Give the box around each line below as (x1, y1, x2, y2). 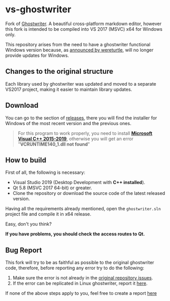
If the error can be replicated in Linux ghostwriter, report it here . (12, 280, 147, 287)
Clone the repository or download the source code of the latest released (12, 190, 165, 196)
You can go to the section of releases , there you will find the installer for (5, 114, 157, 121)
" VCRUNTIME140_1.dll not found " (17, 141, 90, 147)
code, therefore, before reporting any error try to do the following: (5, 265, 144, 271)
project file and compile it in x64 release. (5, 211, 92, 217)
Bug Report (5, 246, 42, 254)
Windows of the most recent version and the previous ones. (5, 120, 132, 126)
